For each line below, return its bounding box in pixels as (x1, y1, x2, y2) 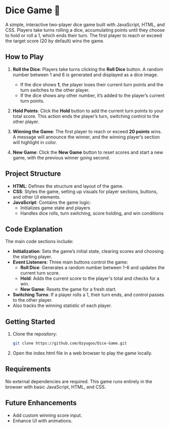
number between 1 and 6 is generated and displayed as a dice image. (12, 72, 159, 78)
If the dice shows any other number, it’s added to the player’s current (20, 92, 165, 99)
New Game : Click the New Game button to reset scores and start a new (12, 149, 163, 155)
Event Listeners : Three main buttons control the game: (12, 259, 128, 265)
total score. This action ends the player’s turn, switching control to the (12, 113, 159, 119)
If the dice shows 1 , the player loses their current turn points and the (20, 81, 164, 87)
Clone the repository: (12, 331, 58, 337)
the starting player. (12, 254, 52, 260)
